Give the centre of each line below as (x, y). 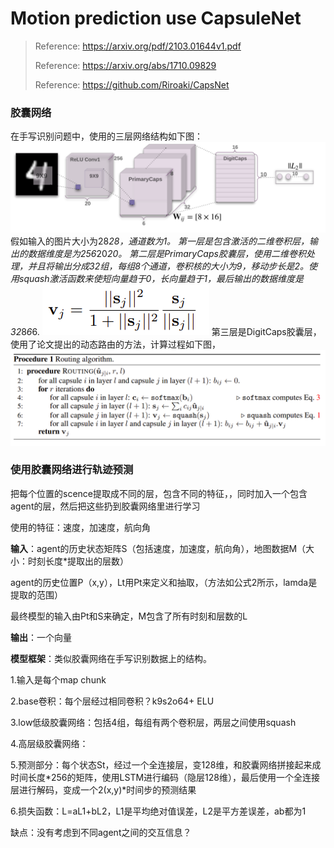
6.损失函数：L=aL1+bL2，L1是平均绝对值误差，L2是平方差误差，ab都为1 (158, 811)
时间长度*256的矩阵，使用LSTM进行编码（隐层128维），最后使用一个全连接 (165, 777)
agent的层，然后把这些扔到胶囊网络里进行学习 (105, 506)
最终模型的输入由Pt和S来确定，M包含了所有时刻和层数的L (129, 616)
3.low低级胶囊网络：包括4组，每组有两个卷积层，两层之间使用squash (153, 722)
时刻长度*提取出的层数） (78, 561)
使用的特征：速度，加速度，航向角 (80, 527)
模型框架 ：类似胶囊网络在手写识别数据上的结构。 (111, 658)
